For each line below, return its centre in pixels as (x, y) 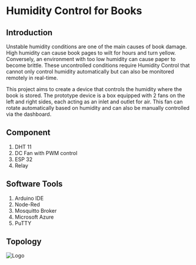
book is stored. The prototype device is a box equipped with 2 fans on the (96, 95)
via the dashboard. (29, 114)
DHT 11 (23, 147)
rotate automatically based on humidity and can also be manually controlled (98, 108)
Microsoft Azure (34, 217)
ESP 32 (24, 159)
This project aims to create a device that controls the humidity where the (94, 89)
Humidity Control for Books (74, 11)
